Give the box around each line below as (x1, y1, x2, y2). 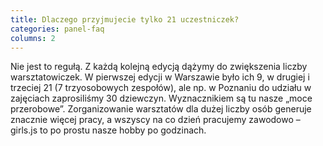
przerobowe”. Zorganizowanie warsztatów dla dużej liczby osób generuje (10, 103, 312, 115)
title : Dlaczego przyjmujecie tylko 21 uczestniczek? (10, 14, 240, 25)
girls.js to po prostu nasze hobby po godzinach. (10, 124, 207, 136)
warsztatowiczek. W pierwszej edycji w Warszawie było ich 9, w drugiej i (10, 71, 310, 83)
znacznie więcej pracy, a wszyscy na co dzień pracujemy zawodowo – (10, 114, 301, 126)
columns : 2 (10, 33, 56, 43)
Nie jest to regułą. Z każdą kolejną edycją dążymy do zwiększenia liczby (10, 61, 308, 73)
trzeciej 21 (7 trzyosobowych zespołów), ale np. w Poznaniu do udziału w (10, 82, 312, 94)
